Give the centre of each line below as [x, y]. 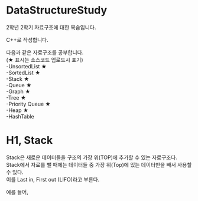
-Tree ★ [16, 97]
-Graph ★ [18, 91]
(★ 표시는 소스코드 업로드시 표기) [45, 60]
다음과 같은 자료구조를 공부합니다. [45, 52]
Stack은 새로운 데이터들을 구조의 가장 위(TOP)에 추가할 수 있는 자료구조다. [92, 157]
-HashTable [20, 116]
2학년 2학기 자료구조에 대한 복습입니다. [51, 27]
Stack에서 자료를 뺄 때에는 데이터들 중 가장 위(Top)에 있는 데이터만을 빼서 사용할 [99, 164]
